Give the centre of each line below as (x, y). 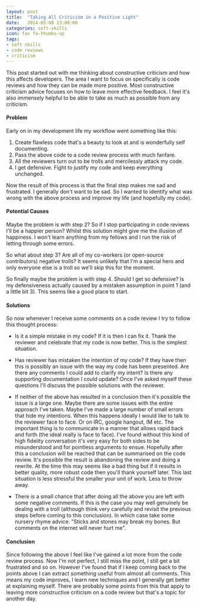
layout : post (22, 12)
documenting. (32, 148)
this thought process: (32, 325)
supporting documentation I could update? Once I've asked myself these (103, 379)
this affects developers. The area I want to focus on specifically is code (93, 79)
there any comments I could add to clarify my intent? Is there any (94, 373)
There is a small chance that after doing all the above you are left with (99, 497)
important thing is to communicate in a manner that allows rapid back (99, 428)
